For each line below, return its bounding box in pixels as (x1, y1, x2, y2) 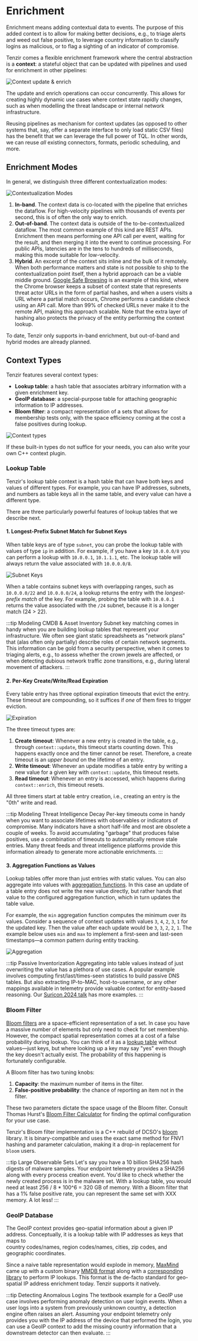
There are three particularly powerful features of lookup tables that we (6, 508, 178, 515)
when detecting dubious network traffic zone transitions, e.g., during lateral (6, 657, 190, 664)
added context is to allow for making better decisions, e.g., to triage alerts (6, 30, 186, 37)
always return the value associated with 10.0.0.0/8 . (6, 560, 132, 567)
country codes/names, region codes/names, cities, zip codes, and (6, 1243, 167, 1250)
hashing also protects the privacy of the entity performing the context (14, 314, 184, 321)
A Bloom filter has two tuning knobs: (6, 1069, 95, 1076)
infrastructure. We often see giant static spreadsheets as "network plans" (6, 632, 185, 639)
